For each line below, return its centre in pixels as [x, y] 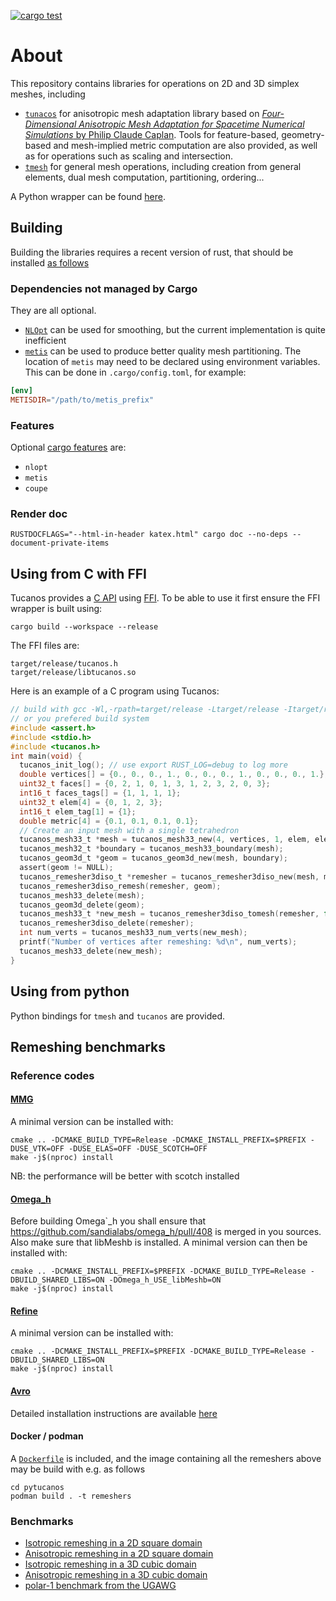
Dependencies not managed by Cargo [104, 288]
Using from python [70, 991]
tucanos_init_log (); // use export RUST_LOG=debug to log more [153, 765]
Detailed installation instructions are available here [114, 1413]
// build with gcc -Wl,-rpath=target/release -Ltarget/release [145, 710]
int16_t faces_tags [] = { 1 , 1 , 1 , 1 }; [100, 793]
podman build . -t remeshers [71, 1496]
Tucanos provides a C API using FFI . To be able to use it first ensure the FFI [165, 598]
